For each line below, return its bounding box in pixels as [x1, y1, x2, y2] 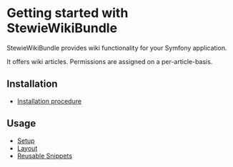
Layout [16, 144, 38, 152]
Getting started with [6, 5, 129, 21]
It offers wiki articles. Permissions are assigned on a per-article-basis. [6, 57, 213, 65]
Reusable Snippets [16, 151, 73, 160]
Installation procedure [16, 97, 82, 105]
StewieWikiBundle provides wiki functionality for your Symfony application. [6, 43, 227, 52]
